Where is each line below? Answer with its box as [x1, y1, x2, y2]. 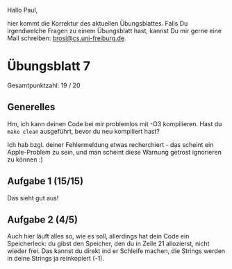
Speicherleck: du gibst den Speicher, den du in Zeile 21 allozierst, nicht [7, 239, 210, 248]
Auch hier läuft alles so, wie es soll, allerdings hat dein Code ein [7, 232, 190, 241]
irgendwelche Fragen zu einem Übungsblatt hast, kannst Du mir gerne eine [7, 27, 222, 35]
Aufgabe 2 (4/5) [7, 214, 78, 225]
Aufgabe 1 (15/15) [7, 175, 84, 187]
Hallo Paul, [7, 6, 38, 14]
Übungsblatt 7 [7, 58, 90, 74]
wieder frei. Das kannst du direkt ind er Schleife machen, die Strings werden [7, 247, 226, 255]
